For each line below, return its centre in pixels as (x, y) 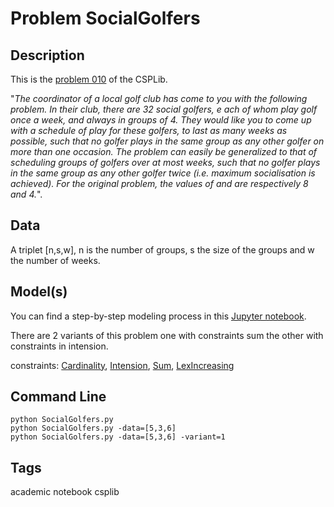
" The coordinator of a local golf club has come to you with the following (159, 98)
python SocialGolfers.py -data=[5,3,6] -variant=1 (118, 437)
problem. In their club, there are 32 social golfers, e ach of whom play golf (164, 109)
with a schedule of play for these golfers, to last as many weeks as (149, 130)
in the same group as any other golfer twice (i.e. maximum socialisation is (163, 173)
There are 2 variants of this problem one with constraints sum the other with (167, 335)
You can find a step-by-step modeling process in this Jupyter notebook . (158, 316)
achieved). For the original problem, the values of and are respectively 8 (159, 183)
